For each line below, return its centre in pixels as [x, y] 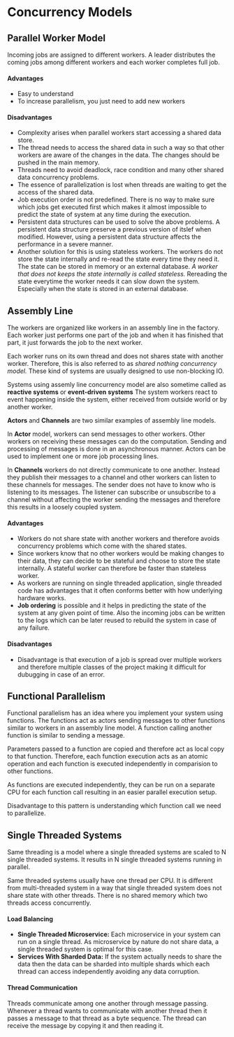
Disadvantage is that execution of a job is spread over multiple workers [119, 659]
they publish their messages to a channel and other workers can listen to [112, 477]
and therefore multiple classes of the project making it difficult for [112, 667]
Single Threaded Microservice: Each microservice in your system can [119, 934]
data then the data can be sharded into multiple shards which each [114, 964]
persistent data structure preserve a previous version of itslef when [114, 230]
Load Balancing [30, 919]
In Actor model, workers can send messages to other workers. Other [106, 434]
